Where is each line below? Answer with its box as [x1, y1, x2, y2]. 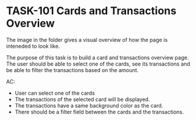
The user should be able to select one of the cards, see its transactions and [6, 60, 191, 67]
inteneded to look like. [6, 43, 60, 50]
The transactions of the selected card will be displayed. [14, 96, 150, 103]
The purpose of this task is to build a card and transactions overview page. [6, 54, 189, 61]
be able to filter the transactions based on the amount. [6, 66, 139, 73]
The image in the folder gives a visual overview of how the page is [6, 36, 168, 43]
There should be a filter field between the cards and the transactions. [14, 108, 184, 115]
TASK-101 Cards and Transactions [6, 4, 176, 18]
